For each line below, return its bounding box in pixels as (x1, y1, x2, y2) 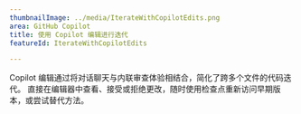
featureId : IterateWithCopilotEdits (9, 38, 147, 48)
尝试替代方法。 (33, 95, 89, 106)
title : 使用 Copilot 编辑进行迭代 (9, 30, 128, 39)
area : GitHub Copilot (9, 22, 91, 31)
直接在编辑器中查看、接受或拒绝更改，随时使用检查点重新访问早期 (26, 83, 273, 95)
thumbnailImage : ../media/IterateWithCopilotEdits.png (9, 13, 221, 23)
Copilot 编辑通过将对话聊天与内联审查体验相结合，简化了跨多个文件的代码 (9, 72, 284, 83)
